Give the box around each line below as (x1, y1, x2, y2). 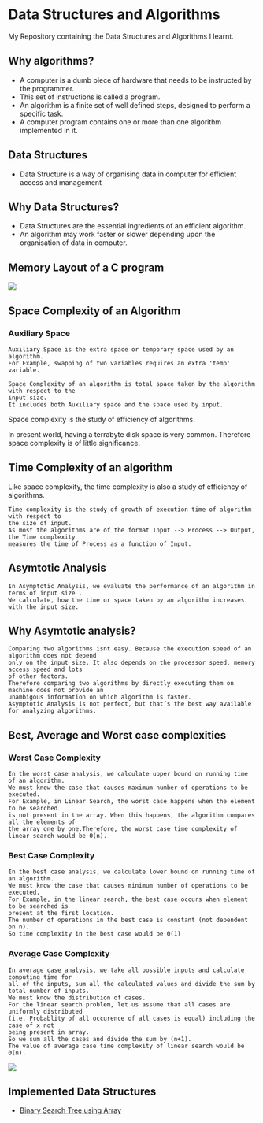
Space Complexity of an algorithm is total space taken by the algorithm (8, 380, 256, 387)
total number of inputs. (8, 987, 90, 995)
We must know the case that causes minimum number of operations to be (8, 882, 248, 890)
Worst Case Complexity (8, 752, 101, 763)
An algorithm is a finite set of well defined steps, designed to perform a (19, 100, 250, 109)
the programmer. (19, 83, 75, 93)
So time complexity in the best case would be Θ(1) (8, 930, 181, 938)
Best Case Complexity (8, 850, 95, 861)
